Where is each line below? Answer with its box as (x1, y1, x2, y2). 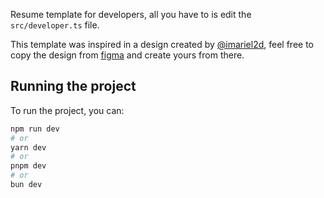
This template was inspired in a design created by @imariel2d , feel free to (10, 39, 314, 50)
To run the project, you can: (10, 104, 125, 116)
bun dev (10, 180, 43, 190)
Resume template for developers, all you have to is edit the (10, 9, 252, 20)
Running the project (10, 78, 137, 95)
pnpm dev (10, 161, 47, 171)
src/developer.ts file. (10, 19, 100, 31)
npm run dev (10, 124, 60, 134)
